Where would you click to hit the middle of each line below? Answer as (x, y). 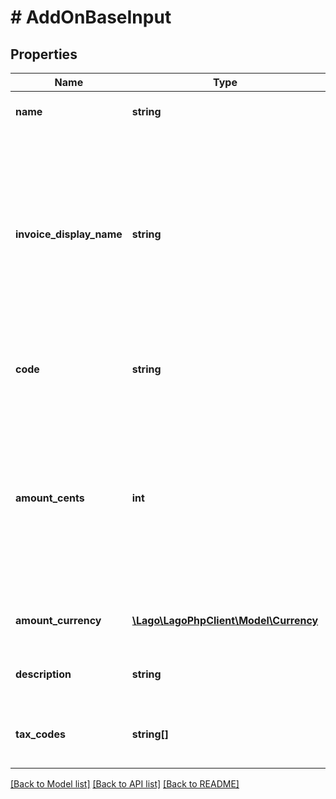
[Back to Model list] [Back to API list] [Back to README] (125, 784)
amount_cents (50, 498)
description (43, 674)
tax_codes (40, 734)
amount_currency (58, 620)
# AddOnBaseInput (91, 17)
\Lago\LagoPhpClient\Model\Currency (225, 620)
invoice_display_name (69, 234)
